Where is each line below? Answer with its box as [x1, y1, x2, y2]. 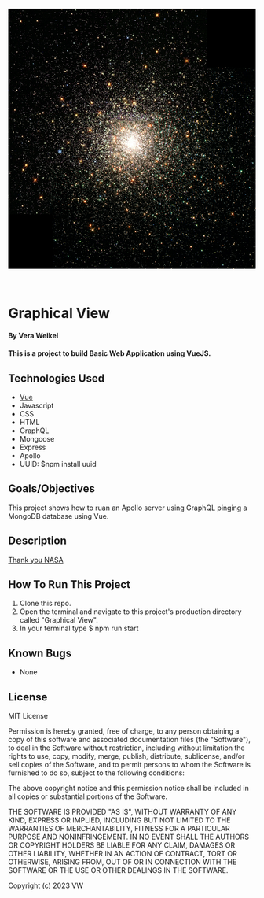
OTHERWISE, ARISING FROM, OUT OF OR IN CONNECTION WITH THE [8, 857, 237, 867]
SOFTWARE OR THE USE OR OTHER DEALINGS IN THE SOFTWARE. [8, 866, 229, 875]
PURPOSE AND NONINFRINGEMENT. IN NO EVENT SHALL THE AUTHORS [8, 832, 250, 842]
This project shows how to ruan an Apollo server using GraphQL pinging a [8, 503, 247, 512]
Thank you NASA [8, 555, 64, 564]
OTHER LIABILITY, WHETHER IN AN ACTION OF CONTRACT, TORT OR [8, 849, 237, 859]
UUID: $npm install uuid [19, 459, 97, 468]
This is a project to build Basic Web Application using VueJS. [8, 349, 211, 358]
